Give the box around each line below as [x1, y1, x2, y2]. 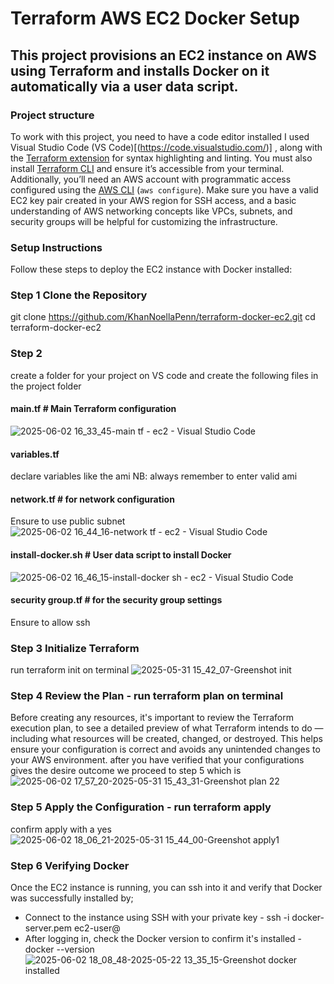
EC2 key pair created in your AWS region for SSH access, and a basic [10, 194, 297, 206]
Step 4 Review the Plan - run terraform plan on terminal [10, 689, 284, 702]
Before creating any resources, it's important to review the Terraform [10, 712, 294, 724]
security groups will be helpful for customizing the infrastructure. [10, 215, 278, 227]
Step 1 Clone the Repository [10, 288, 148, 302]
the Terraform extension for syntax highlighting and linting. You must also [10, 152, 313, 164]
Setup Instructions [10, 240, 103, 254]
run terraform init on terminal [10, 664, 130, 676]
